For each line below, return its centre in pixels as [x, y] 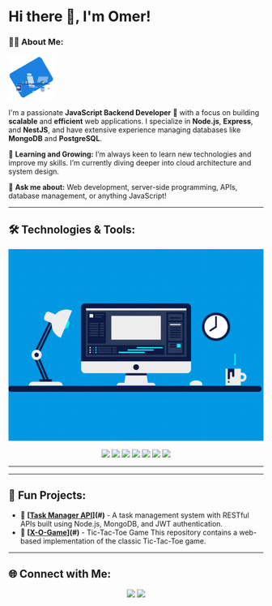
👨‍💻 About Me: [36, 42]
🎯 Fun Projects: [47, 495]
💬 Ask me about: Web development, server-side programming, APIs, [123, 187]
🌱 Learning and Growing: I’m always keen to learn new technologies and [130, 154]
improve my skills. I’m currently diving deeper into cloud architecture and [130, 163]
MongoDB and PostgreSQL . [55, 139]
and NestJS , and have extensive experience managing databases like [125, 130]
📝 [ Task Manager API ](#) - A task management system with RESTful [134, 515]
